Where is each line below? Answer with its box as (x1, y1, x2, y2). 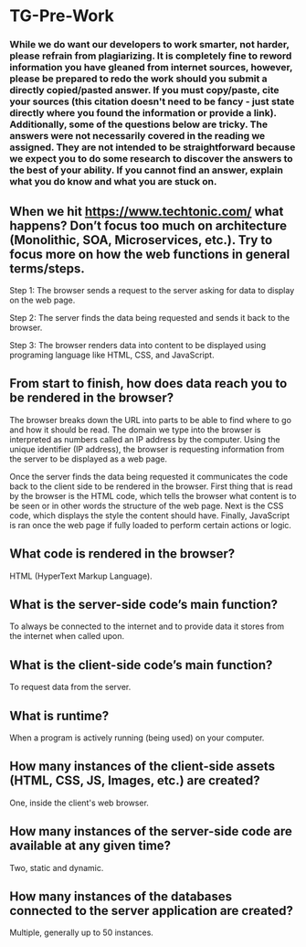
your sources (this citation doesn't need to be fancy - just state (9, 95, 295, 108)
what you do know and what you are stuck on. (9, 176, 217, 188)
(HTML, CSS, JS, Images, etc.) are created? (9, 773, 260, 789)
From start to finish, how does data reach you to (9, 376, 288, 391)
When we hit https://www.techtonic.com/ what (9, 203, 284, 219)
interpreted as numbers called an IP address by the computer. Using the (9, 433, 280, 444)
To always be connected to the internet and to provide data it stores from (9, 621, 285, 632)
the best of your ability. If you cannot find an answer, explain (9, 164, 283, 176)
